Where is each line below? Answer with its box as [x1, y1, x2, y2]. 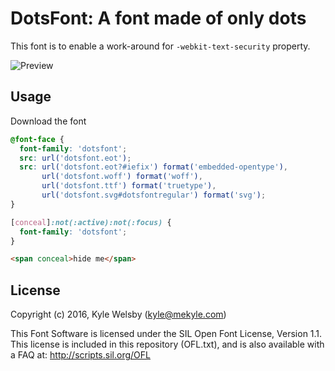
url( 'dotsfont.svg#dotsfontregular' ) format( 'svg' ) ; [41, 190, 267, 200]
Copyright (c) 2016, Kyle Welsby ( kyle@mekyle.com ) [10, 308, 227, 321]
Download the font [10, 115, 87, 127]
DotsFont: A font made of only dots [10, 7, 307, 30]
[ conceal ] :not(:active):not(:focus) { [10, 217, 172, 227]
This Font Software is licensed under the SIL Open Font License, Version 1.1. [10, 328, 323, 340]
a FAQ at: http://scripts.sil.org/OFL [10, 349, 151, 361]
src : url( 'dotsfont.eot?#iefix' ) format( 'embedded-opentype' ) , [19, 162, 288, 172]
